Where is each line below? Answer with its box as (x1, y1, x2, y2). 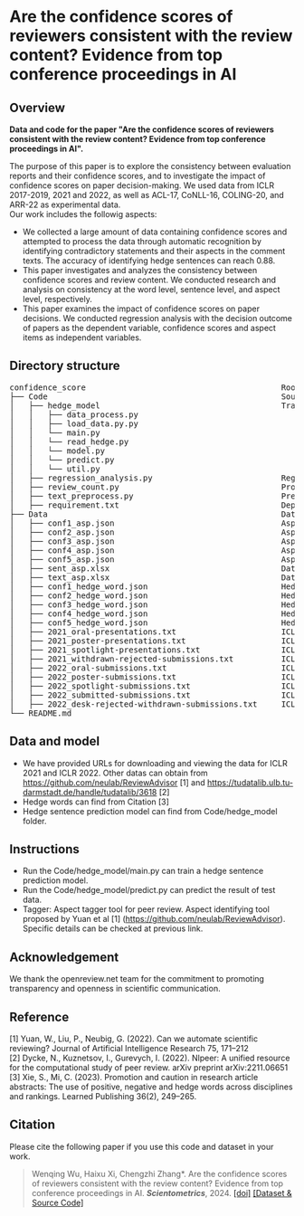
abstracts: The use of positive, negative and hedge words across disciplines (9, 1081, 293, 1092)
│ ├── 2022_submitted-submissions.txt (9, 689, 192, 700)
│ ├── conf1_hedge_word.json (9, 581, 148, 592)
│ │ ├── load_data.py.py (9, 418, 138, 429)
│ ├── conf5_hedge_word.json (9, 617, 148, 628)
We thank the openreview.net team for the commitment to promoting (9, 974, 265, 984)
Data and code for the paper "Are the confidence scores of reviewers (9, 124, 274, 135)
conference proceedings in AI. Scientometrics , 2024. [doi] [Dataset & (31, 1187, 292, 1198)
